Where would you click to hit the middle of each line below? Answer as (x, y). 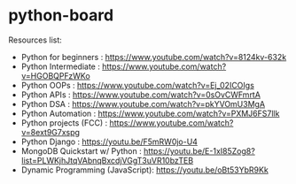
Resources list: (35, 40)
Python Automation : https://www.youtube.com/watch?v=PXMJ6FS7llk (150, 113)
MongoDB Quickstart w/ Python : (82, 150)
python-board (61, 15)
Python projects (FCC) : (64, 123)
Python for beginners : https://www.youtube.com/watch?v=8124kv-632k (154, 57)
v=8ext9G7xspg (51, 132)
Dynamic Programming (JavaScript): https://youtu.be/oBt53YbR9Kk (145, 170)
